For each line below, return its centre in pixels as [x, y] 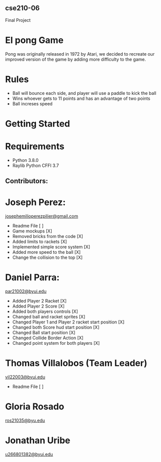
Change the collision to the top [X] [47, 257]
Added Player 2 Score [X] [38, 306]
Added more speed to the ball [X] [46, 252]
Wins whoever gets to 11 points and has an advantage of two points [81, 98]
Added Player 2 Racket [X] [40, 301]
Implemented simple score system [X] [51, 247]
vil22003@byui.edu [25, 377]
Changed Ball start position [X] [44, 333]
